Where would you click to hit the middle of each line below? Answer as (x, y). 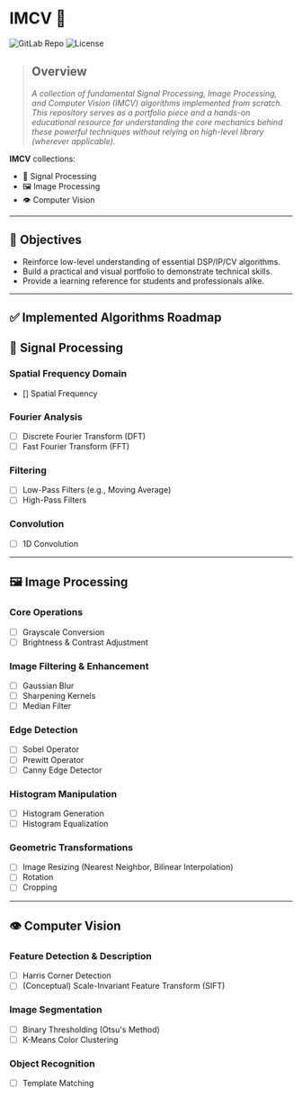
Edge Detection (44, 730)
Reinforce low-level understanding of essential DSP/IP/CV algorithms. (151, 261)
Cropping (40, 887)
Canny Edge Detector (62, 770)
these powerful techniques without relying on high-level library (147, 131)
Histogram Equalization (65, 823)
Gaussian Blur (48, 685)
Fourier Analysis (46, 416)
